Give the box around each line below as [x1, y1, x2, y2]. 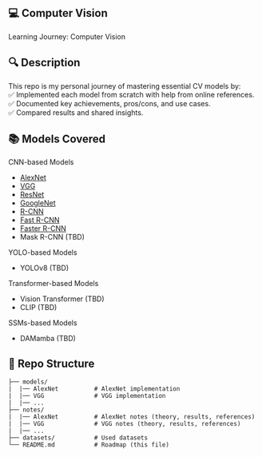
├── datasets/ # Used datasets [8, 434, 149, 442]
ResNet [19, 190, 45, 200]
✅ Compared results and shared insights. [8, 107, 144, 117]
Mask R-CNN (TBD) [19, 232, 85, 242]
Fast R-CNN [19, 215, 60, 225]
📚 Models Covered [8, 133, 106, 146]
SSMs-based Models [8, 318, 77, 328]
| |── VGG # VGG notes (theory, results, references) [8, 420, 241, 428]
